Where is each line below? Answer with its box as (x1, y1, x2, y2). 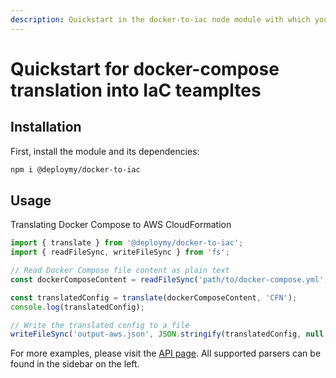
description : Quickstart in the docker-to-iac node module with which (10, 14, 311, 25)
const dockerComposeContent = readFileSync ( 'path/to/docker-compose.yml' (10, 274, 325, 285)
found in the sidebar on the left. (10, 358, 140, 370)
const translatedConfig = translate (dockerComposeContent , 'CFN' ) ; (10, 292, 298, 303)
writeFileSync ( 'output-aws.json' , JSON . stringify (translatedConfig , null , (10, 329, 329, 340)
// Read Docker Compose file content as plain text (10, 266, 230, 276)
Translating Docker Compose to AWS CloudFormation (10, 219, 232, 231)
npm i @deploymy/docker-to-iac (10, 164, 141, 175)
